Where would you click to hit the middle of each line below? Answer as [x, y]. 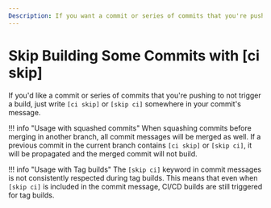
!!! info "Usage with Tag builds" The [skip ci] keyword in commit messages [135, 169]
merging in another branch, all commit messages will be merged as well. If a [135, 136]
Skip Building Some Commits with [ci [134, 55]
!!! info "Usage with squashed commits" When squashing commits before [130, 128]
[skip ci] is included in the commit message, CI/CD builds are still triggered [135, 186]
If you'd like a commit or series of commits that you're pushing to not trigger [135, 95]
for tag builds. [31, 195]
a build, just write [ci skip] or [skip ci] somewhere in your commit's [125, 104]
